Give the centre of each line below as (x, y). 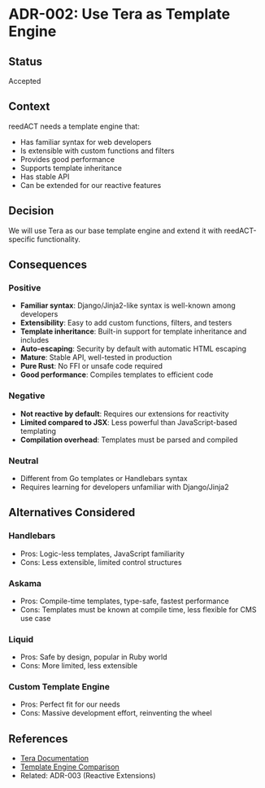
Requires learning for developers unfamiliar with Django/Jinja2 (124, 487)
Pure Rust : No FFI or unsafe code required (91, 366)
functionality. (59, 239)
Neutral (24, 461)
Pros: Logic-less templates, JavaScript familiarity (102, 554)
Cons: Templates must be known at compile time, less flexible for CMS (138, 609)
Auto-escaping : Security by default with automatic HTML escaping (133, 349)
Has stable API (45, 177)
